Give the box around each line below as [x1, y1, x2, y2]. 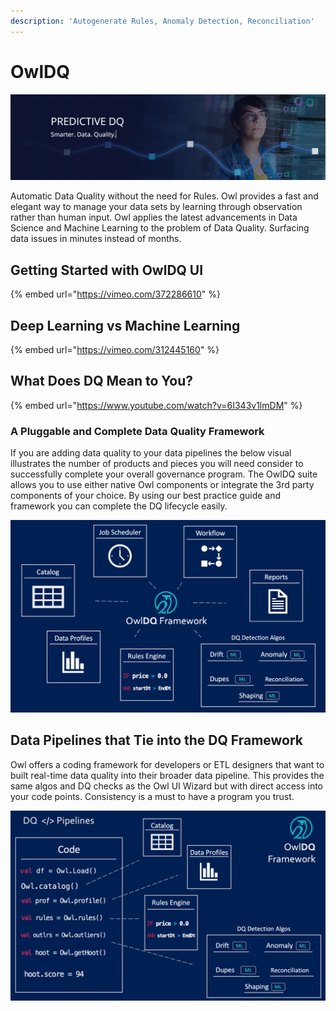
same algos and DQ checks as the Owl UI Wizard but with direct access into [10, 780, 324, 792]
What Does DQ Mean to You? [10, 373, 194, 390]
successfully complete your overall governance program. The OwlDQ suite [10, 468, 318, 480]
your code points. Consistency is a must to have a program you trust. [10, 790, 295, 802]
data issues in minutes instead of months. [10, 233, 182, 245]
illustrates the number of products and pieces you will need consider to [10, 458, 304, 470]
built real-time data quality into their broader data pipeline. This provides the [10, 769, 325, 781]
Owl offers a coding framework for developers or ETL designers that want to [10, 758, 325, 770]
